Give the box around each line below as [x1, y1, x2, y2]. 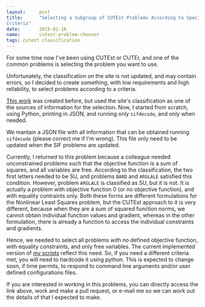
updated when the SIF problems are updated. [6, 142, 120, 148]
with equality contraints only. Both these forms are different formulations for [6, 192, 197, 199]
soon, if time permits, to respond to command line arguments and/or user [6, 262, 191, 269]
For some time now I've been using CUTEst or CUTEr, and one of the [6, 54, 179, 61]
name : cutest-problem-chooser [6, 32, 99, 38]
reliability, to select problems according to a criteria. [6, 85, 137, 92]
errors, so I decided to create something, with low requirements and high [6, 79, 190, 86]
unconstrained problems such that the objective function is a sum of [6, 160, 178, 167]
